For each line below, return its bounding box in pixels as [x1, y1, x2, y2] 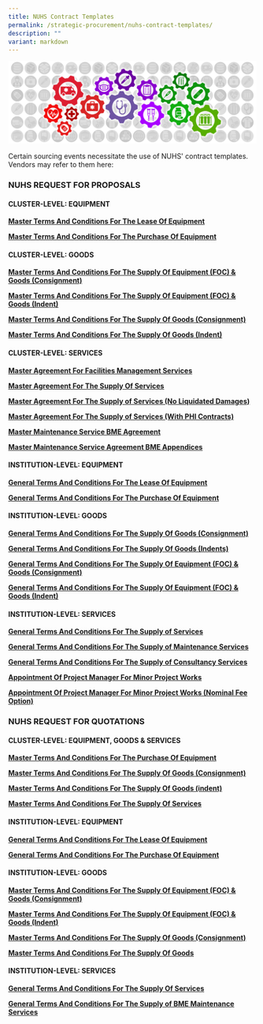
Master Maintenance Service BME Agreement [8, 427, 161, 436]
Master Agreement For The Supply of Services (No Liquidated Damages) [8, 396, 250, 405]
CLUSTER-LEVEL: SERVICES [8, 348, 103, 357]
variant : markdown [8, 38, 69, 46]
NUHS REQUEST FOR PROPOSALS [8, 180, 141, 190]
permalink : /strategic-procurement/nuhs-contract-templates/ [8, 21, 213, 29]
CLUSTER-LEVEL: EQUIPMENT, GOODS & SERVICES [8, 735, 181, 745]
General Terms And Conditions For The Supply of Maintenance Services [8, 642, 250, 652]
